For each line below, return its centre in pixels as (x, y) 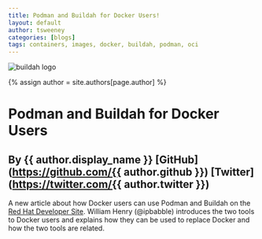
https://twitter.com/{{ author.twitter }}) (111, 184)
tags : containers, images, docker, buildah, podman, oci (103, 45)
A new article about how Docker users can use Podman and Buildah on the (129, 203)
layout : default (35, 23)
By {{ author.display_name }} (81, 159)
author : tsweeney (37, 30)
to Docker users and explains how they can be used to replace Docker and (129, 220)
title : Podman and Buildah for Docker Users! (84, 15)
